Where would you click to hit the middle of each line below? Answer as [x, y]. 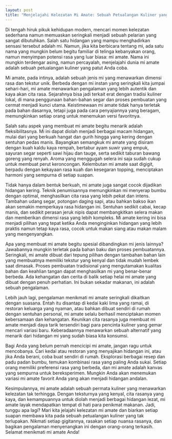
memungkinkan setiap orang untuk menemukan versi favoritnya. [73, 116]
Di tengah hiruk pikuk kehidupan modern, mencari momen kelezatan [77, 29]
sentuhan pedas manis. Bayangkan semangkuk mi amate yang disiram [79, 142]
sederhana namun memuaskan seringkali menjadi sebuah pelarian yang [81, 35]
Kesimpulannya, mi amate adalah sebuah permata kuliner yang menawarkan [86, 388]
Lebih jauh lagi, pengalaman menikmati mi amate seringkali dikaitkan [78, 297]
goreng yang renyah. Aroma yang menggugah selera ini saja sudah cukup [83, 158]
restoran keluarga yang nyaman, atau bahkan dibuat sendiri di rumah [78, 308]
